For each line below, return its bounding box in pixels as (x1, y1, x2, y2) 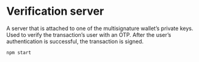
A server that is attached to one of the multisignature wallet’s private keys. (6, 25, 193, 32)
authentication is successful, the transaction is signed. (6, 37, 144, 45)
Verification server (6, 4, 104, 18)
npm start (6, 49, 32, 56)
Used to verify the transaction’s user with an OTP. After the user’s (6, 31, 171, 38)
